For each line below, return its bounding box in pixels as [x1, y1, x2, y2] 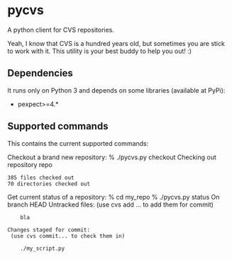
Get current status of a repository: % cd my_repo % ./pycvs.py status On [7, 192, 220, 201]
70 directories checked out [7, 180, 91, 188]
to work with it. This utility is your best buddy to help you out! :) [7, 47, 192, 55]
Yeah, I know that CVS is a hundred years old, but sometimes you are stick [7, 39, 225, 47]
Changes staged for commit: [7, 226, 91, 234]
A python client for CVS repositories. [7, 25, 115, 34]
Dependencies [7, 67, 73, 79]
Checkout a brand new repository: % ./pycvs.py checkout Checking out [7, 153, 216, 161]
